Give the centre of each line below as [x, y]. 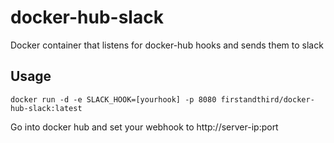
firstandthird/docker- [267, 99]
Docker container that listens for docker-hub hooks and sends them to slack [167, 45]
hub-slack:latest [46, 108]
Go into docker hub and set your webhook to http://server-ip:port [144, 127]
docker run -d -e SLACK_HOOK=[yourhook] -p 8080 [113, 99]
